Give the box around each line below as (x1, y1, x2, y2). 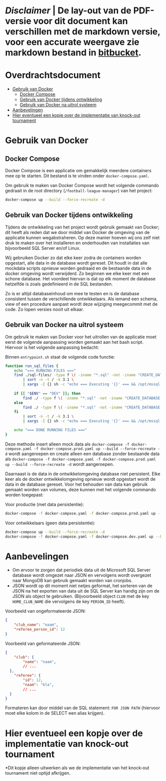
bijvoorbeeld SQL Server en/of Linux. (5, 245, 81, 251)
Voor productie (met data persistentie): (5, 501, 84, 507)
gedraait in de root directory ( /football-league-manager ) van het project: (5, 188, 153, 194)
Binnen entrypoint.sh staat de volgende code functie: (5, 354, 115, 360)
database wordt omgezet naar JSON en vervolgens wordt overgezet (12, 572, 152, 578)
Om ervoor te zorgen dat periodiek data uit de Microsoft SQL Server (12, 567, 151, 573)
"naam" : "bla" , (23, 682, 54, 687)
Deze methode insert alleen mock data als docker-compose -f (5, 441, 129, 447)
